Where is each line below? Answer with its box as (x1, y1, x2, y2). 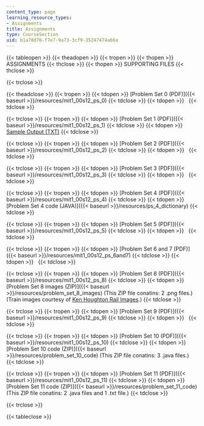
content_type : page (6, 9, 56, 15)
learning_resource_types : (6, 15, 72, 21)
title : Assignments (6, 26, 56, 32)
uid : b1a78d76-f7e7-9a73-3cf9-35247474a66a (6, 37, 119, 43)
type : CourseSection (6, 32, 59, 38)
